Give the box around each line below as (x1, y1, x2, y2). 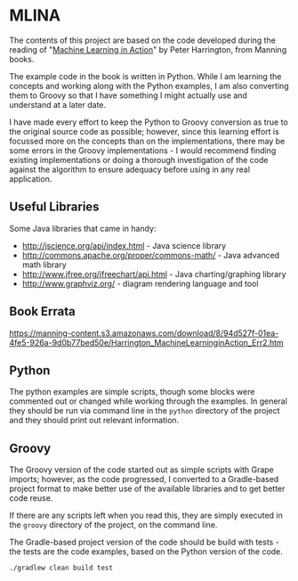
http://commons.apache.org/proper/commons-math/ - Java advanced (21, 250, 280, 260)
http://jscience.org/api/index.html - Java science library (21, 240, 227, 250)
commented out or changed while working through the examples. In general (9, 396, 287, 406)
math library (21, 259, 67, 270)
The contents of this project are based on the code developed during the (9, 35, 276, 45)
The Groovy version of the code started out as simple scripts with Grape (9, 464, 274, 475)
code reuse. (9, 493, 53, 503)
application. (9, 173, 52, 184)
